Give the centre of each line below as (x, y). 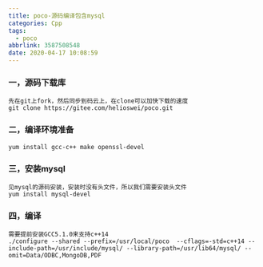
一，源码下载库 (37, 83)
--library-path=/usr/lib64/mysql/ (184, 249)
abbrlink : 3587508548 (44, 46)
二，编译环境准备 (41, 130)
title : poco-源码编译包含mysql (57, 16)
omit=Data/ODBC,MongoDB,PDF (55, 256)
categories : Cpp (35, 23)
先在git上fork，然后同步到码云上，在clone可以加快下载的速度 (98, 101)
